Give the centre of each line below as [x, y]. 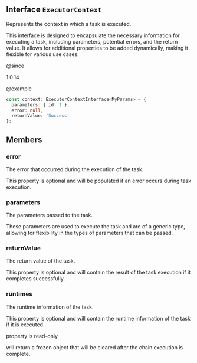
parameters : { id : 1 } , [40, 105]
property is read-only [32, 336]
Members [24, 140]
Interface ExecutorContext [54, 10]
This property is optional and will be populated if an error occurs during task [99, 181]
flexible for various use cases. [43, 54]
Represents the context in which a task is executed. [69, 24]
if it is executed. [25, 325]
